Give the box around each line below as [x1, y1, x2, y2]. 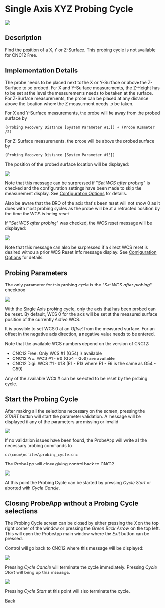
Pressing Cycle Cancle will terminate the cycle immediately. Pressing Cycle [5, 564, 157, 570]
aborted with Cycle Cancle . [5, 485, 60, 491]
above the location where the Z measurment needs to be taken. [5, 100, 134, 107]
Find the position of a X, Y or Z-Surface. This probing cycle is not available [5, 47, 156, 53]
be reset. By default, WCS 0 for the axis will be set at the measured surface [5, 311, 158, 317]
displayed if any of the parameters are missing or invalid [5, 419, 119, 425]
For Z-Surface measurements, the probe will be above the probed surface [5, 138, 155, 143]
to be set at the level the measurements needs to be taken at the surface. [5, 90, 153, 96]
